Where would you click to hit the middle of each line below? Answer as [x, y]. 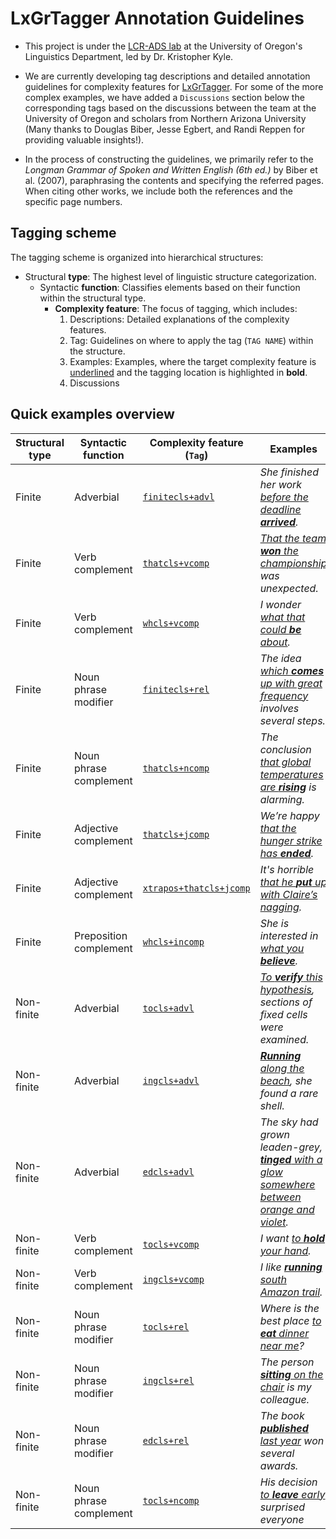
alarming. [282, 799]
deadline [280, 509]
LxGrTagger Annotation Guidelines [157, 18]
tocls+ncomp [171, 1500]
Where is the [289, 1308]
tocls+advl [168, 1008]
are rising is [288, 787]
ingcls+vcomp [173, 1279]
